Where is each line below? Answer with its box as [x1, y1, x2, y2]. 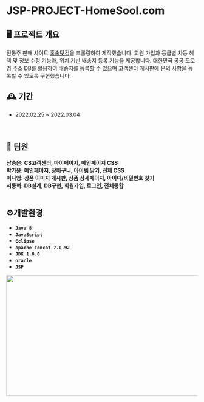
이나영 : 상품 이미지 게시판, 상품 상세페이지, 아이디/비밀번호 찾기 [6, 174, 155, 181]
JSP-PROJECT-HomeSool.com [6, 4, 165, 18]
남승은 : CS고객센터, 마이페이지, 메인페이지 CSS [6, 159, 118, 166]
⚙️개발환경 [6, 208, 44, 218]
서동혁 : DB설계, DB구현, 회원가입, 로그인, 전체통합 [6, 182, 124, 189]
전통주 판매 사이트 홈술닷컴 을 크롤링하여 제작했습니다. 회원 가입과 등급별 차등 [6, 49, 188, 57]
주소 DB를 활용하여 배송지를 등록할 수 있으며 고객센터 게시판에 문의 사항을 [12, 64, 187, 72]
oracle [15, 258, 32, 264]
